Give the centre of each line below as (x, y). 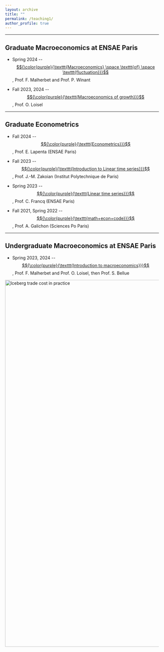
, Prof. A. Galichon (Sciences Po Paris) (51, 226)
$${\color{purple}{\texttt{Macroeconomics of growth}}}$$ (86, 97)
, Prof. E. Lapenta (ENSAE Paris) (44, 152)
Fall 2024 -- (24, 136)
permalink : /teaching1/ (29, 19)
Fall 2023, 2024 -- (31, 90)
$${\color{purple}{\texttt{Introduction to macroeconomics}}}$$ (86, 265)
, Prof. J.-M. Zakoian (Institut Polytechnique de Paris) (65, 176)
